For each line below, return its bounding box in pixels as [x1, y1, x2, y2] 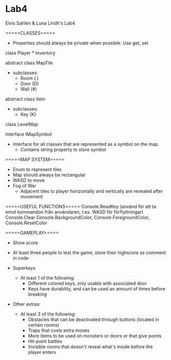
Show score [12, 239, 38, 246]
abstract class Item [5, 96, 46, 102]
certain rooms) [28, 322, 59, 328]
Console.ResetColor [5, 220, 48, 226]
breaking [28, 291, 47, 297]
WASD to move [12, 177, 45, 183]
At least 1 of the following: [20, 274, 75, 281]
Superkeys [12, 265, 36, 271]
